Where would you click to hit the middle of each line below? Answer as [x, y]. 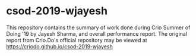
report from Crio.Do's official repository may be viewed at [77, 40]
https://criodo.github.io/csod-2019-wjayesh [59, 46]
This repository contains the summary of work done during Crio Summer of [98, 27]
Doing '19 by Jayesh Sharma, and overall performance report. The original [97, 33]
